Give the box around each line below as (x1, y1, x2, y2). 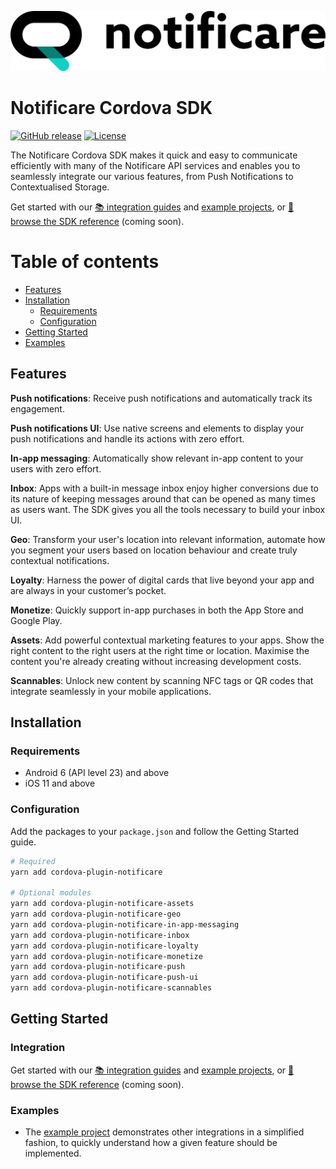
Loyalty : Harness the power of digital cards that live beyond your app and (10, 574, 315, 586)
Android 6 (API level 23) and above (24, 767, 170, 779)
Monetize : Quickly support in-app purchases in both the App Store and (10, 604, 304, 616)
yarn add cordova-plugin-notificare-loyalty (10, 941, 199, 951)
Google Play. (10, 614, 63, 626)
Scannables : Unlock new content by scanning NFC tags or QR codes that (10, 674, 314, 686)
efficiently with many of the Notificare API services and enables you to (10, 159, 301, 171)
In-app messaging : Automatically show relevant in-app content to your (10, 452, 304, 464)
